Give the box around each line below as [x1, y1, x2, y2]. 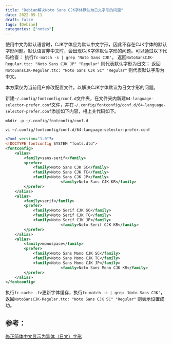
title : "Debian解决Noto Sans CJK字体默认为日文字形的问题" [5, 7, 123, 13]
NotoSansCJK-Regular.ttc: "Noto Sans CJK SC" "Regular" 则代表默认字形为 [5, 67, 165, 73]
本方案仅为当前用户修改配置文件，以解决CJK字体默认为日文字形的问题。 [5, 84, 158, 90]
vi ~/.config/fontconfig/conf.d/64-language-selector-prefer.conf [5, 127, 150, 132]
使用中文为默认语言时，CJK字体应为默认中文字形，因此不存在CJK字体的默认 [5, 42, 167, 48]
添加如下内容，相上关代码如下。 [51, 108, 119, 114]
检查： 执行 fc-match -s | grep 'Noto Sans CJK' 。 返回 [9, 54, 127, 61]
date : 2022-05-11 [5, 12, 43, 17]
